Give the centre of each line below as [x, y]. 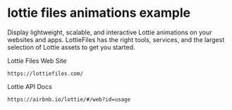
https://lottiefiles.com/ [45, 74]
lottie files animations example [99, 13]
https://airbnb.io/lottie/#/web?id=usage [69, 99]
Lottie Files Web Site [37, 60]
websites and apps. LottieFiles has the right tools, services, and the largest [116, 39]
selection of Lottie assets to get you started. [71, 47]
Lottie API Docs [30, 86]
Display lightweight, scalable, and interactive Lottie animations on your [110, 32]
